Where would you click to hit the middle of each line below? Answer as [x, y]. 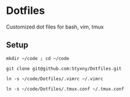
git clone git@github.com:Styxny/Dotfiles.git [64, 69]
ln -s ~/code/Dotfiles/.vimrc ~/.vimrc [55, 79]
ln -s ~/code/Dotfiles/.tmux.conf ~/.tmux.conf [65, 89]
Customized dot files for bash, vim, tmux [55, 27]
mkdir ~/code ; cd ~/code [37, 58]
